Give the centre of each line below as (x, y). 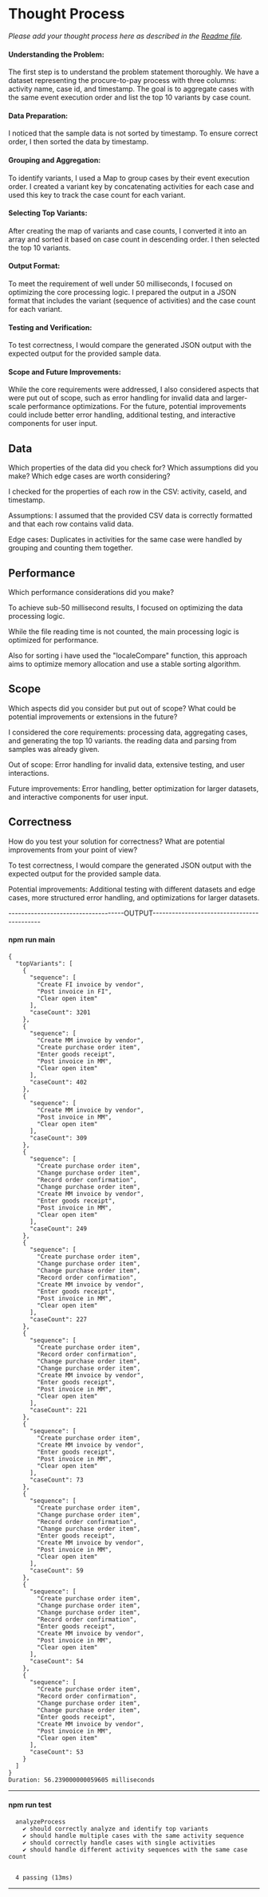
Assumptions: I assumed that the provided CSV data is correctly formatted (130, 516)
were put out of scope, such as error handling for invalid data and (116, 398)
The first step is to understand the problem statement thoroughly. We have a (134, 72)
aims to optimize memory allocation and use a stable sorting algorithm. (125, 663)
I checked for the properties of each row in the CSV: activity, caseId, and (128, 492)
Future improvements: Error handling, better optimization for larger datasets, (134, 788)
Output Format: (34, 266)
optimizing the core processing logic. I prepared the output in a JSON (122, 292)
